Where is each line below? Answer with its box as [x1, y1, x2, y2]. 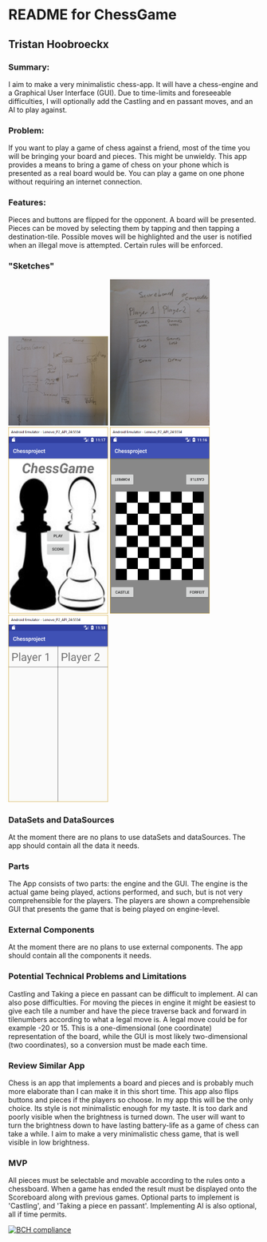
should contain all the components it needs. [8, 951, 152, 961]
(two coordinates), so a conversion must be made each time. [8, 1040, 208, 1049]
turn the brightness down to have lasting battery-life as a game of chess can [8, 1121, 260, 1130]
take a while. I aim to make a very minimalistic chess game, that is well [8, 1129, 239, 1139]
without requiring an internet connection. [8, 177, 143, 187]
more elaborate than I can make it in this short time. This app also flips [8, 1087, 239, 1097]
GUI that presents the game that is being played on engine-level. [8, 905, 221, 914]
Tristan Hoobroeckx [8, 38, 109, 51]
